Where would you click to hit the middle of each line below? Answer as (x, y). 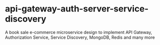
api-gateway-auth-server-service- (77, 9)
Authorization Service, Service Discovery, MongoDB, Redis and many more (80, 37)
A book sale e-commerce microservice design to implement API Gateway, (79, 32)
